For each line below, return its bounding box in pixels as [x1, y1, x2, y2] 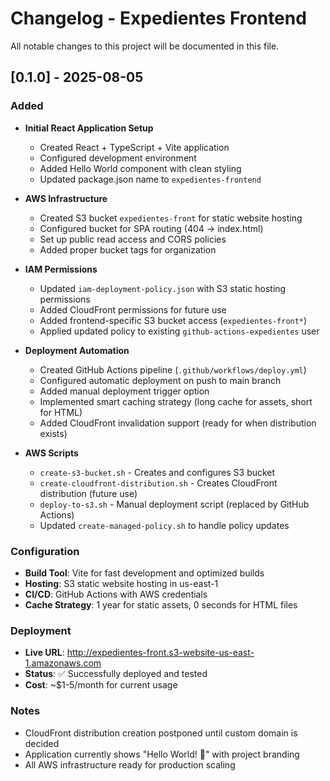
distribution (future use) [39, 487, 138, 499]
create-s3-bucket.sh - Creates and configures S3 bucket [39, 466, 276, 478]
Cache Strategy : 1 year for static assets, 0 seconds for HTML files [24, 598, 298, 611]
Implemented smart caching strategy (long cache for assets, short [39, 395, 313, 407]
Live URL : [24, 647, 65, 659]
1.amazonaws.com [24, 657, 102, 669]
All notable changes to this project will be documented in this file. [10, 40, 280, 52]
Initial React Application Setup [24, 122, 154, 134]
